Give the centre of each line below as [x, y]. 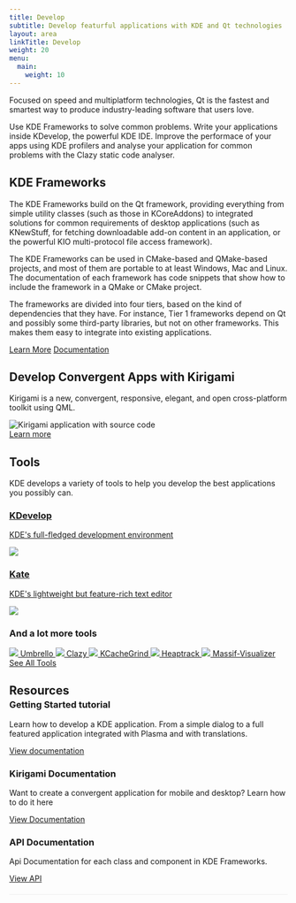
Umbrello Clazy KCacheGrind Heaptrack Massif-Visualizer [148, 654]
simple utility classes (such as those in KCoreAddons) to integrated [131, 213]
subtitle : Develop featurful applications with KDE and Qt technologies [146, 26]
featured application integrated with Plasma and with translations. [129, 733]
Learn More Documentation [59, 349]
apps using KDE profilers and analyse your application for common [131, 145]
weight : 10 [45, 75]
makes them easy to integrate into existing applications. [110, 332]
